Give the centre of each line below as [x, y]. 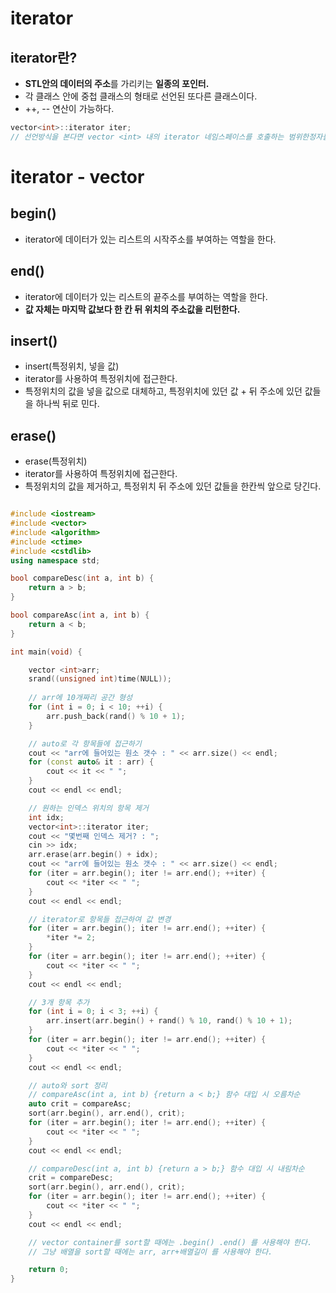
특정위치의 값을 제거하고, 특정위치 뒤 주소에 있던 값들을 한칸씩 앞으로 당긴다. [173, 486]
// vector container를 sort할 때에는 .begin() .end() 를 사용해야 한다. [170, 1242]
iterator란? [44, 57]
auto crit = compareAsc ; [80, 1104]
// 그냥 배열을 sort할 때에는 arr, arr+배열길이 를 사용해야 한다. [150, 1252]
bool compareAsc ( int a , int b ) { [80, 615]
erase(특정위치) [56, 461]
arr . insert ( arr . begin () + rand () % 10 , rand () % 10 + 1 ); [169, 1021]
